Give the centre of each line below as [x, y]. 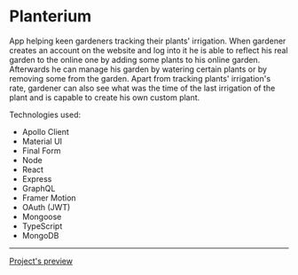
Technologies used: [45, 114]
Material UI [42, 141]
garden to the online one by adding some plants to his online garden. [135, 59]
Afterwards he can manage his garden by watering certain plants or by [138, 69]
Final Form [41, 150]
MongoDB [40, 235]
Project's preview [41, 261]
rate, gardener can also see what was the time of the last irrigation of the [142, 88]
